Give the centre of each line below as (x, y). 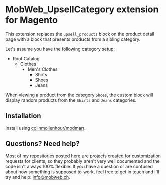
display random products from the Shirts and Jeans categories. (71, 100)
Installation (23, 116)
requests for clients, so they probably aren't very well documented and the (82, 161)
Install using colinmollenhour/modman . (45, 128)
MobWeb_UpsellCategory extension (82, 9)
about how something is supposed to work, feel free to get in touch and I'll (82, 172)
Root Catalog (26, 58)
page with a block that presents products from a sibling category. (73, 39)
